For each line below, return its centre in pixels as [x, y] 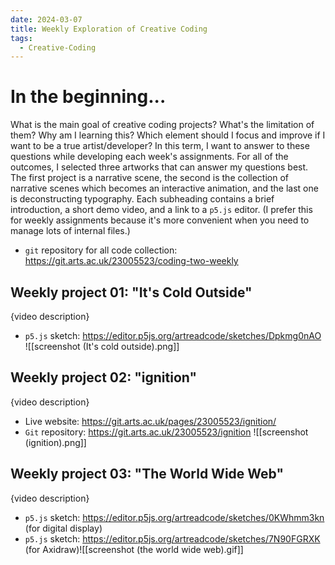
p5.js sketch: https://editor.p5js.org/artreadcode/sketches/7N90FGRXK [172, 538]
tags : [21, 38]
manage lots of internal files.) [70, 231]
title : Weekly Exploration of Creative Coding [109, 29]
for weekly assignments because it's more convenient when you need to [160, 220]
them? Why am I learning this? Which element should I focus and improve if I [168, 135]
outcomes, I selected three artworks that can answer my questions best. [159, 167]
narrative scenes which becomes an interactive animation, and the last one [164, 188]
